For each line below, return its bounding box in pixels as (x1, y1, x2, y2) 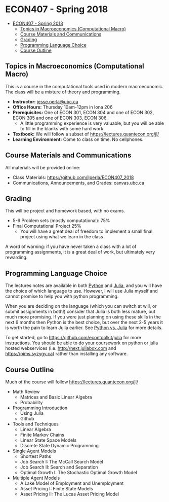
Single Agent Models (12, 448, 57, 454)
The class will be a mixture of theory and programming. (5, 89, 121, 95)
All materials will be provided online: (5, 164, 80, 170)
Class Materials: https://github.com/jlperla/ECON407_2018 (12, 174, 134, 181)
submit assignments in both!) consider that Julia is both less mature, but (5, 308, 156, 315)
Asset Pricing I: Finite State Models (20, 486, 93, 491)
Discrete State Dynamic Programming (20, 443, 99, 448)
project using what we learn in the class (20, 234, 103, 240)
